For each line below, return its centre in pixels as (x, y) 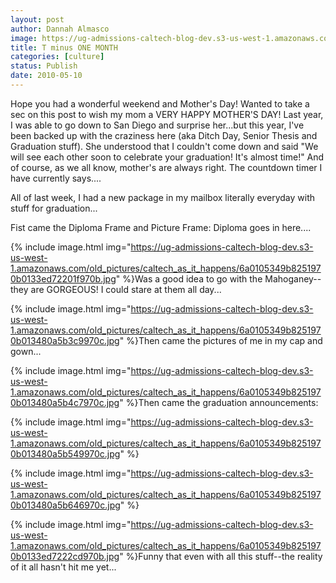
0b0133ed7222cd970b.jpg (65, 556)
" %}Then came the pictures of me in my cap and (221, 340)
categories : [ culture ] (57, 57)
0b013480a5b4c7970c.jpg (65, 402)
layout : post (37, 19)
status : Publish (44, 66)
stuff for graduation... (54, 208)
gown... (26, 351)
